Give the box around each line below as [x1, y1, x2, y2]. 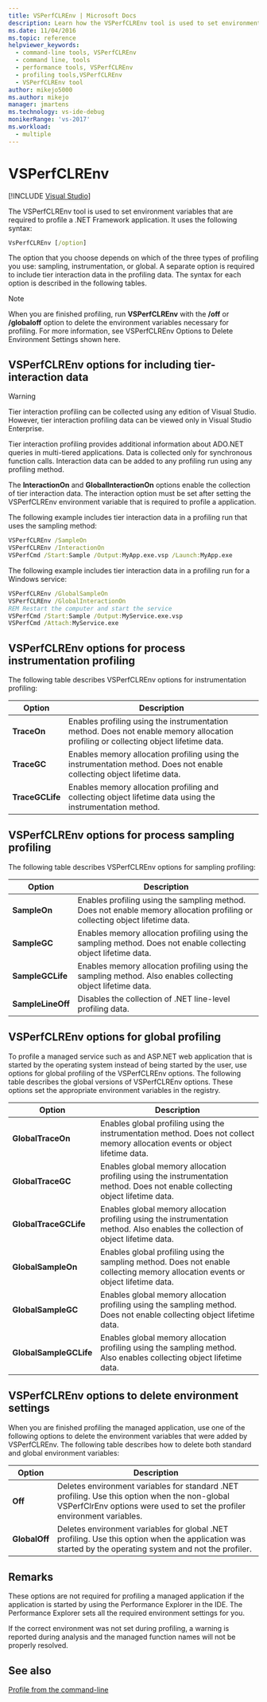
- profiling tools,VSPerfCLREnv [15, 71, 123, 79]
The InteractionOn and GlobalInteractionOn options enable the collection [8, 480, 251, 490]
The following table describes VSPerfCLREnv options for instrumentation [8, 675, 246, 685]
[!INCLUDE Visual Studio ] [8, 191, 91, 200]
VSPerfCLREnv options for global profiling [8, 1030, 221, 1044]
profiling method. [8, 465, 65, 474]
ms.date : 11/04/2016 [8, 26, 77, 34]
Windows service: [8, 574, 68, 584]
